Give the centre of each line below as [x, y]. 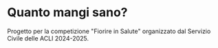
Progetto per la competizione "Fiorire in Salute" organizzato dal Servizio [109, 31]
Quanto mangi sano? [68, 13]
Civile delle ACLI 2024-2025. [48, 38]
